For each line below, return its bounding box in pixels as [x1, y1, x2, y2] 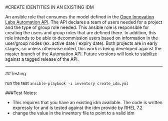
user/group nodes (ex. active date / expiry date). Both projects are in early [5, 40, 158, 46]
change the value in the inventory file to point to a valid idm [12, 110, 135, 116]
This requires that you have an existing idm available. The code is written [12, 100, 163, 105]
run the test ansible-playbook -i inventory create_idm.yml [5, 80, 129, 86]
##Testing [5, 71, 26, 76]
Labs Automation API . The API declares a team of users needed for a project [5, 19, 162, 25]
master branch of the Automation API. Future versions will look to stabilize [5, 51, 157, 57]
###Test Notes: [5, 90, 37, 96]
